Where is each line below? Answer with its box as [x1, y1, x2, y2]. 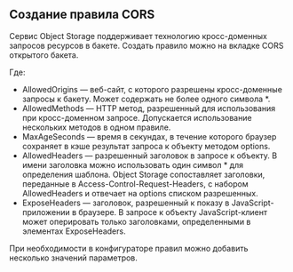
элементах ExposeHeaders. [21, 226, 126, 236]
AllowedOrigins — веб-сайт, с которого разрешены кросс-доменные [21, 84, 282, 94]
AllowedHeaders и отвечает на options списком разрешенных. [21, 188, 259, 198]
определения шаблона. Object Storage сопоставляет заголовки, [21, 169, 265, 180]
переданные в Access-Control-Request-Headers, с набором [21, 178, 249, 189]
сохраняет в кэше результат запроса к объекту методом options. [21, 140, 271, 151]
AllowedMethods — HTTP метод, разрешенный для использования [21, 102, 276, 114]
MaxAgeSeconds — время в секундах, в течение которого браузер [21, 131, 277, 141]
